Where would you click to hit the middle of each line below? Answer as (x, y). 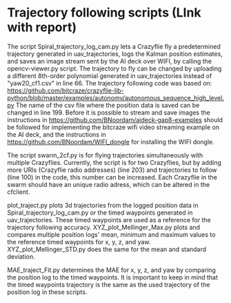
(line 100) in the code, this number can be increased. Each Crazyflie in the (112, 177)
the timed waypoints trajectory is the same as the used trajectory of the (109, 284)
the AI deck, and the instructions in (57, 134)
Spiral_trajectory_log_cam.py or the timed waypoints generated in (100, 213)
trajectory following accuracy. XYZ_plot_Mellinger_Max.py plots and (104, 227)
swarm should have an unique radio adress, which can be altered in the (109, 184)
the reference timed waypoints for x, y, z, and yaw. (79, 242)
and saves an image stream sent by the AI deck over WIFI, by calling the (110, 61)
